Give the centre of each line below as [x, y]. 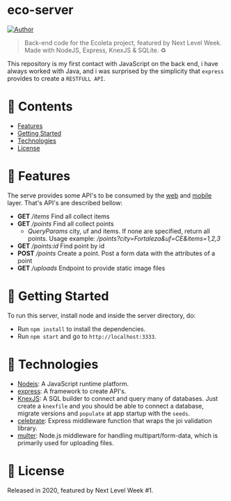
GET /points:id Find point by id [61, 246]
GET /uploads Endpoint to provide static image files [91, 268]
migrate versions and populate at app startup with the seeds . [103, 413]
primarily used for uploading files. [66, 443]
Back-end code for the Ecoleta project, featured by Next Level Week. [123, 42]
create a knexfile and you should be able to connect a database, [110, 406]
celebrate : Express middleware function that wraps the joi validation [114, 420]
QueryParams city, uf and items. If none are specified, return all [119, 231]
